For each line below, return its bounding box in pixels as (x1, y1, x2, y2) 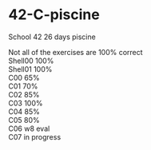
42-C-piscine (8, 6, 100, 24)
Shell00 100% (8, 56, 54, 65)
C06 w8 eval (8, 124, 50, 133)
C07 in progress (8, 132, 62, 141)
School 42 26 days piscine (8, 32, 96, 41)
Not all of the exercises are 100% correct (8, 47, 143, 57)
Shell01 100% (8, 64, 53, 73)
